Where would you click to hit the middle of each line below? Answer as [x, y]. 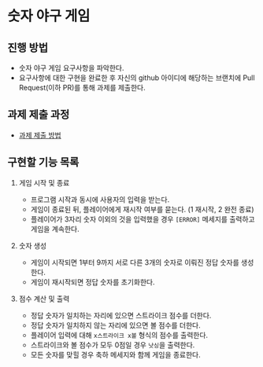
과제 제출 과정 [39, 115]
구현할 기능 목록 [43, 162]
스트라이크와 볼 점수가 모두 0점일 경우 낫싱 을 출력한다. [113, 345]
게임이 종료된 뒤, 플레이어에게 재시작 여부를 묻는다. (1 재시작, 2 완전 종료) [142, 209]
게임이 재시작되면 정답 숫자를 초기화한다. [93, 282]
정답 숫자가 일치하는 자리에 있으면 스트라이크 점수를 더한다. [121, 315]
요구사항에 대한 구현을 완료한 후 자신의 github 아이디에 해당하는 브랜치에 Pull [137, 78]
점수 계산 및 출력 [44, 299]
